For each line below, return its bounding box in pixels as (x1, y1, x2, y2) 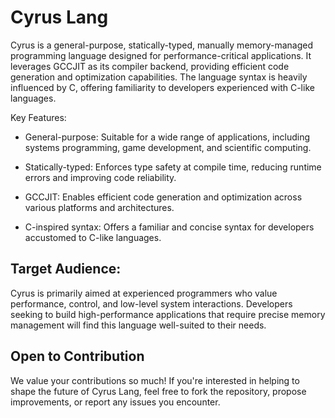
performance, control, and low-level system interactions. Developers (10, 297, 293, 310)
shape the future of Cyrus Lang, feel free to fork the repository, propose (10, 385, 307, 397)
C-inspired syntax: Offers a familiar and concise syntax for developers (24, 221, 315, 233)
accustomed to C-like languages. (24, 231, 162, 243)
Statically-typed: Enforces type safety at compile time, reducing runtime (24, 161, 322, 173)
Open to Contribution (10, 348, 145, 365)
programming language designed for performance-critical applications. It (10, 49, 312, 61)
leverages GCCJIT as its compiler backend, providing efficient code (10, 60, 290, 72)
